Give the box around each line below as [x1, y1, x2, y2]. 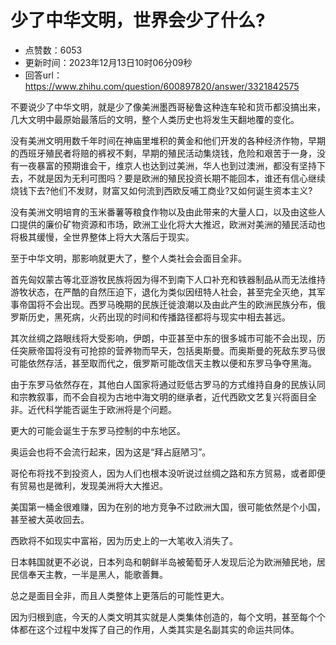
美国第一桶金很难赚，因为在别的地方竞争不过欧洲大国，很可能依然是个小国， [10, 501, 326, 513]
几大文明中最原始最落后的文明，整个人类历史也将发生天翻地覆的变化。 [10, 113, 300, 125]
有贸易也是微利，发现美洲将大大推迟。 [10, 479, 168, 491]
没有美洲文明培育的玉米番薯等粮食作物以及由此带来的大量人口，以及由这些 [10, 206, 317, 218]
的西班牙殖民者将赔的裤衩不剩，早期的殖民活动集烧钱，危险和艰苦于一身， [10, 147, 317, 159]
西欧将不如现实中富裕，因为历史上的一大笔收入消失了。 [10, 534, 238, 546]
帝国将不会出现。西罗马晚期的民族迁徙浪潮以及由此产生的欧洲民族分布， [18, 298, 317, 310]
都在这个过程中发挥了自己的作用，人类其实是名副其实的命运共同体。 [18, 623, 300, 635]
